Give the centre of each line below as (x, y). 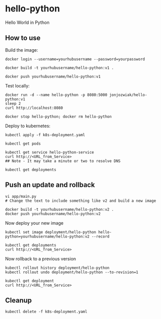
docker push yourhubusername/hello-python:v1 (53, 77)
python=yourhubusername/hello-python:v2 (48, 237)
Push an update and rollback (50, 185)
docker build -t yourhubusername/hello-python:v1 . (59, 68)
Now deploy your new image (34, 223)
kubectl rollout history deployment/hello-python (57, 268)
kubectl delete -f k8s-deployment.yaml (46, 312)
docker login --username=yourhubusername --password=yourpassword (75, 59)
